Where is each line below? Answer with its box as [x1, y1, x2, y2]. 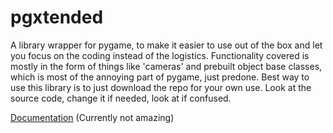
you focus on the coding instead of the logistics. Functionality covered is [10, 49, 310, 61]
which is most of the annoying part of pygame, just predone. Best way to [10, 71, 310, 83]
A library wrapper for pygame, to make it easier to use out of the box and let [10, 39, 323, 51]
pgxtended [10, 6, 104, 29]
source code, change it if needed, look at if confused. [10, 92, 232, 104]
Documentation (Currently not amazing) [10, 111, 175, 123]
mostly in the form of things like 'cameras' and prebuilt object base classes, [10, 60, 323, 72]
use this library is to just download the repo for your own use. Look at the [10, 81, 312, 93]
